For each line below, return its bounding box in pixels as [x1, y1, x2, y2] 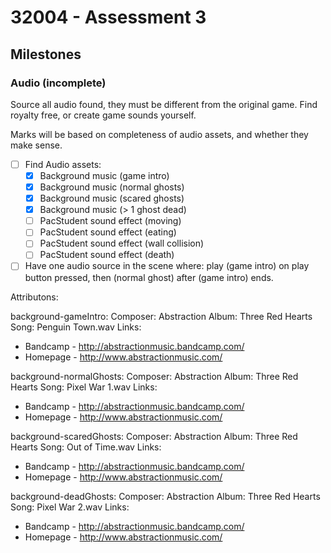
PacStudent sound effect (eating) [39, 226, 177, 238]
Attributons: [10, 291, 59, 303]
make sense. [10, 139, 63, 151]
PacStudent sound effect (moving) [39, 215, 182, 227]
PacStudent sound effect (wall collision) [39, 237, 205, 250]
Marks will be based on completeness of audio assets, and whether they [10, 128, 309, 140]
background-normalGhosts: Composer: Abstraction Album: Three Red [10, 370, 299, 382]
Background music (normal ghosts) [39, 181, 185, 193]
